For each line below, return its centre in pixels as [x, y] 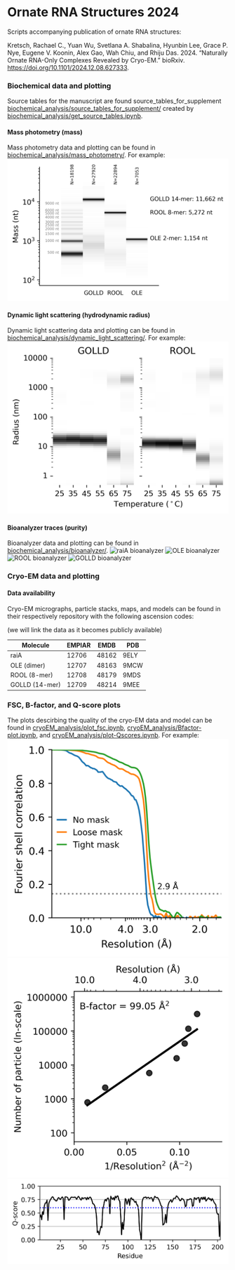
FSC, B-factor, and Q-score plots [64, 704]
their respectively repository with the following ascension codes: [101, 616]
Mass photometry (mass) [45, 132]
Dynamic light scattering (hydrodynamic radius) [79, 315]
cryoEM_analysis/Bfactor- [164, 728]
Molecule [35, 646]
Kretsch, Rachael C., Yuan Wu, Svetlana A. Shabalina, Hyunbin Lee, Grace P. [117, 45]
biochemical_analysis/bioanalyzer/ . [58, 551]
